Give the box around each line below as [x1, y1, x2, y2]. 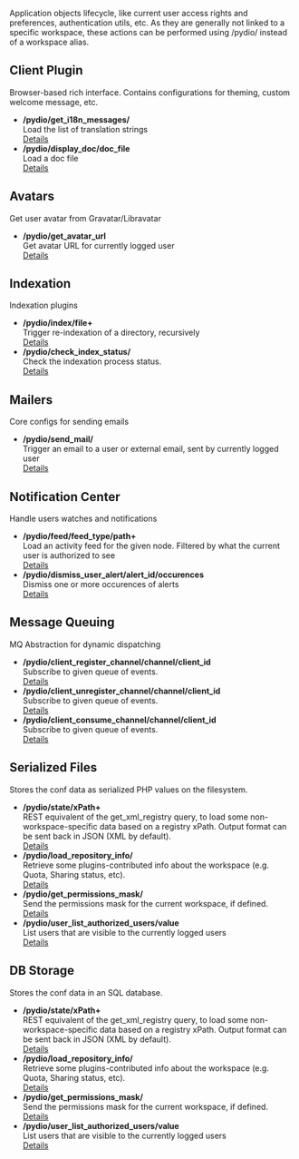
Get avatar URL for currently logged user [22, 240, 175, 250]
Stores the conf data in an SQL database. [9, 987, 163, 997]
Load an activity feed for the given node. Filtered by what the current [22, 540, 281, 552]
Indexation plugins [9, 300, 79, 311]
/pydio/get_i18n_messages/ [22, 113, 130, 125]
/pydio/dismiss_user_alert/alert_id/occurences [22, 569, 204, 580]
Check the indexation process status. [22, 356, 162, 367]
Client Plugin [9, 63, 83, 78]
